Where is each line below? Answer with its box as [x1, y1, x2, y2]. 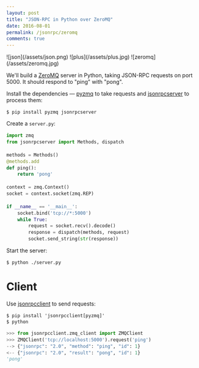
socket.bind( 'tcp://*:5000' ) [17, 210, 92, 216]
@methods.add [6, 158, 40, 165]
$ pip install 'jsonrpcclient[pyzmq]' [6, 312, 105, 318]
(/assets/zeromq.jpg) [6, 60, 59, 67]
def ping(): [6, 165, 37, 171]
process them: [6, 97, 43, 104]
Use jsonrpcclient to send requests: [6, 300, 96, 307]
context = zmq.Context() [6, 184, 70, 190]
